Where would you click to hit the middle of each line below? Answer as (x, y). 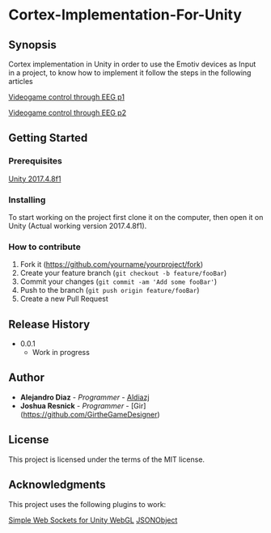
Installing (27, 200)
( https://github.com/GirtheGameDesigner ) (90, 414)
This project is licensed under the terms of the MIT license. (106, 459)
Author (26, 378)
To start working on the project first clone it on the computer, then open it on (136, 217)
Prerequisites (35, 161)
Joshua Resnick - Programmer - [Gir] (83, 405)
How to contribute (44, 247)
